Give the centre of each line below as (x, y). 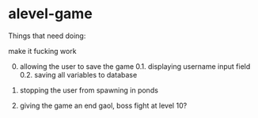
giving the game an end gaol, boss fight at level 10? (103, 105)
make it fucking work (42, 51)
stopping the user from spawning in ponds (89, 90)
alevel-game (50, 14)
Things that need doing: (47, 36)
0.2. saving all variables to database (78, 74)
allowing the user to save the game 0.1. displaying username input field (135, 66)
